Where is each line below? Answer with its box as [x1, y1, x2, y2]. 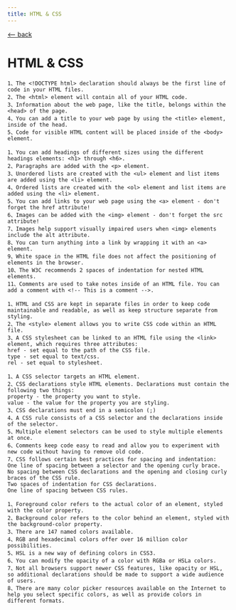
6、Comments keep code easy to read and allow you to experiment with [7, 442, 220, 449]
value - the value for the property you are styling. [7, 399, 171, 406]
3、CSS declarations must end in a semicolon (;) [7, 406, 156, 414]
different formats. [7, 597, 65, 604]
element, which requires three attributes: [7, 340, 139, 347]
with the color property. [7, 507, 84, 514]
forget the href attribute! [7, 204, 91, 211]
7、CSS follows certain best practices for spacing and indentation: [7, 456, 217, 463]
